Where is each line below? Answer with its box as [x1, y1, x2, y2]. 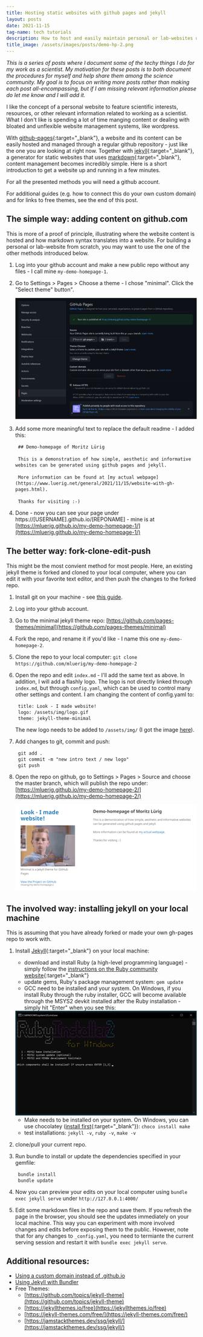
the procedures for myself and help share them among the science [6, 72, 173, 79]
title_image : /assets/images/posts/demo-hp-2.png [6, 42, 134, 48]
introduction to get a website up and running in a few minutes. [6, 167, 161, 173]
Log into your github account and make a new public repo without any [14, 261, 190, 268]
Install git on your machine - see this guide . [14, 593, 123, 601]
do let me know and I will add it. [6, 92, 86, 98]
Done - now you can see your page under [14, 510, 120, 516]
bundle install [18, 1171, 56, 1177]
